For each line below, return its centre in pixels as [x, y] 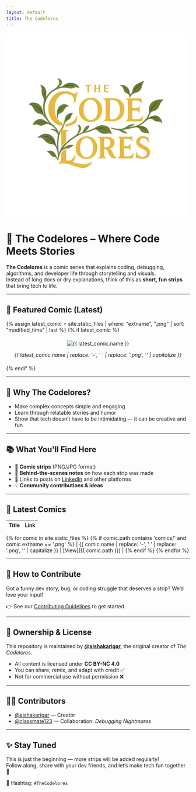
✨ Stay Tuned [31, 745]
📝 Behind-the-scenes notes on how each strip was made [84, 473]
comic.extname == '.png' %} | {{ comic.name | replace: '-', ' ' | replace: [91, 544]
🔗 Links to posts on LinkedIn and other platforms [73, 479]
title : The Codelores [32, 18]
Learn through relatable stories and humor [65, 413]
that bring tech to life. [32, 286]
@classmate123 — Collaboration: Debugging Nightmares [83, 721]
